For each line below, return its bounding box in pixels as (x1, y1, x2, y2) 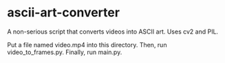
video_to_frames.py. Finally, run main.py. (7, 48, 122, 56)
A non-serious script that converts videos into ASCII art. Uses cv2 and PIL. (7, 27, 219, 36)
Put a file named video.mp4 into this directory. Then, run (7, 40, 167, 49)
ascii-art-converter (7, 5, 120, 21)
